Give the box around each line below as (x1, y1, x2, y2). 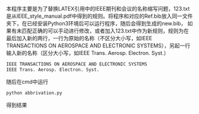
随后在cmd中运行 (6, 78, 49, 85)
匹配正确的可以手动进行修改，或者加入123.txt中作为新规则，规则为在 (21, 27, 189, 34)
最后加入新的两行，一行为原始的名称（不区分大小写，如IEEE (6, 35, 153, 41)
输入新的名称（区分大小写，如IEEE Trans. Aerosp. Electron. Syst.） (6, 50, 169, 56)
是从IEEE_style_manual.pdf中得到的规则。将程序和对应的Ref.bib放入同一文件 (6, 12, 193, 19)
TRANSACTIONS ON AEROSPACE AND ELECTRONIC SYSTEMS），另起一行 (6, 42, 191, 49)
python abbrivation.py (6, 90, 62, 96)
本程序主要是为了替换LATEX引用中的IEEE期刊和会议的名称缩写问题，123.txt (6, 5, 190, 12)
